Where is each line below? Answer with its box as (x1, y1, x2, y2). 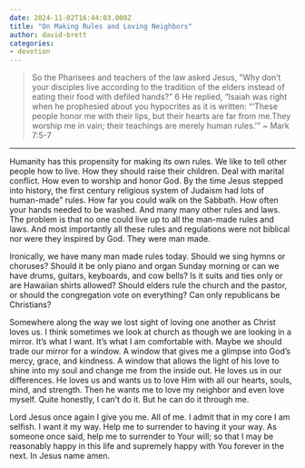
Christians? (9, 299, 52, 310)
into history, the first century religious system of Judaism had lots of (9, 185, 265, 196)
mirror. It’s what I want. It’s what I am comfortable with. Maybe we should (9, 336, 282, 347)
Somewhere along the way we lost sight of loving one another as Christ (9, 317, 277, 328)
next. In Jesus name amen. (9, 451, 111, 462)
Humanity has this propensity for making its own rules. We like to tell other (9, 156, 288, 167)
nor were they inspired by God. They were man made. (9, 234, 211, 244)
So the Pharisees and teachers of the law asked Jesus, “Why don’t (31, 72, 281, 83)
